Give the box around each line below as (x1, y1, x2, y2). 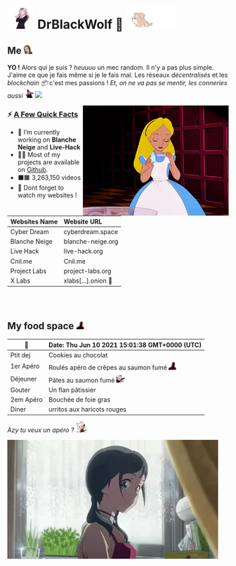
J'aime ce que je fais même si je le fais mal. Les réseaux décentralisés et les (7, 70, 228, 79)
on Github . (17, 166, 48, 174)
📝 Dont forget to (17, 183, 65, 192)
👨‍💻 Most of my (17, 151, 61, 159)
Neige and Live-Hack (17, 143, 81, 152)
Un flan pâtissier (48, 386, 96, 394)
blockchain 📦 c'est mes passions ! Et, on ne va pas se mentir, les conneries (7, 79, 228, 87)
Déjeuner (10, 374, 37, 383)
